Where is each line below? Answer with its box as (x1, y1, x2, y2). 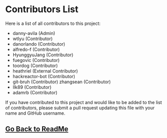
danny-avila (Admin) (12, 30, 55, 36)
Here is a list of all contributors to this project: (5, 20, 101, 26)
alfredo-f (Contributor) (12, 46, 60, 52)
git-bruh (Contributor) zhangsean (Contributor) (12, 79, 111, 85)
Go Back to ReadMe (5, 125, 69, 133)
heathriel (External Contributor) (12, 67, 78, 74)
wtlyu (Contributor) (12, 36, 53, 42)
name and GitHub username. (5, 110, 65, 116)
